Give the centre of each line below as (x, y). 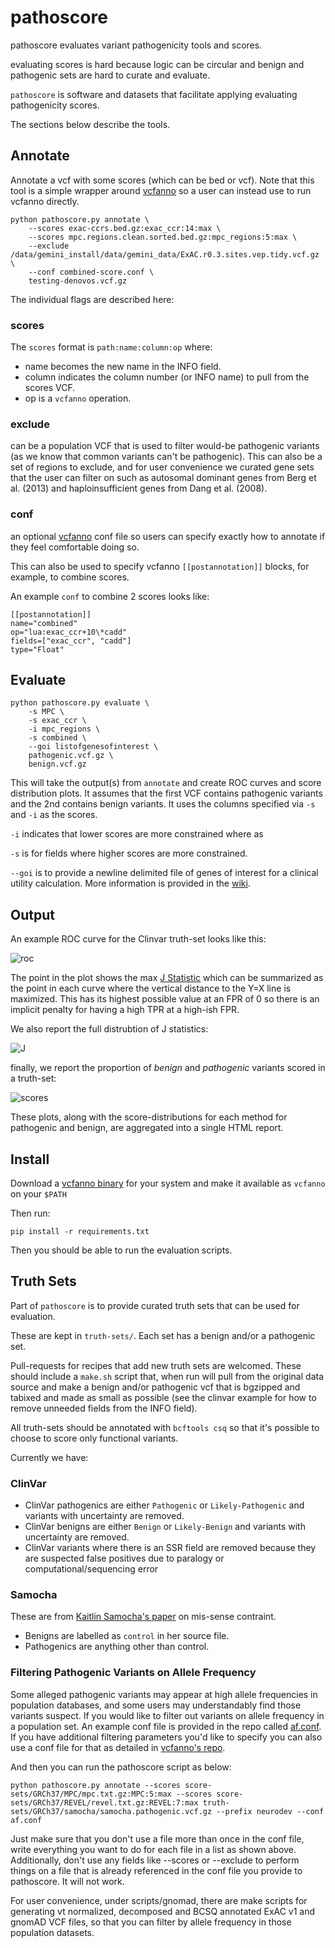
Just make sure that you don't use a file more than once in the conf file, (157, 1838)
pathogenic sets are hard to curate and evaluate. (110, 75)
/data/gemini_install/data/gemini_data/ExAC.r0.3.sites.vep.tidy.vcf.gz (165, 254)
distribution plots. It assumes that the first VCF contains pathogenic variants (166, 793)
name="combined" (44, 623)
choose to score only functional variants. (94, 1438)
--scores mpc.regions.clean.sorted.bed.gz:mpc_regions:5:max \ (163, 237)
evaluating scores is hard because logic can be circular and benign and (157, 64)
